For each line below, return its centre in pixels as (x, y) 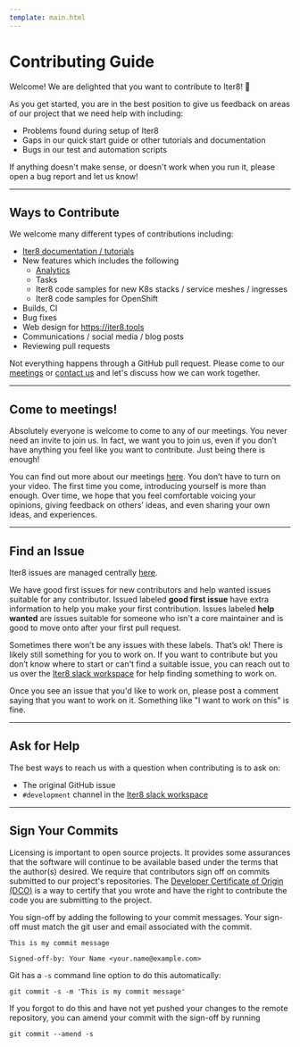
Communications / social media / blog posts (103, 337)
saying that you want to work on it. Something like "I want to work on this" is (150, 700)
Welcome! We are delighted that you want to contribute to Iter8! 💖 (130, 87)
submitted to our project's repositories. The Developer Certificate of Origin (146, 881)
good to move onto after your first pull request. (95, 627)
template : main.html (48, 17)
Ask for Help (45, 746)
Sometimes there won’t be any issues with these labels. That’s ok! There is (146, 645)
